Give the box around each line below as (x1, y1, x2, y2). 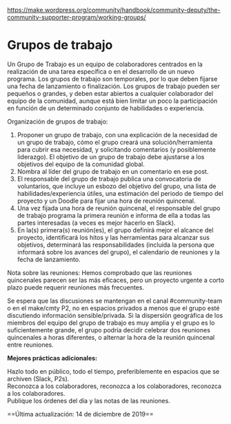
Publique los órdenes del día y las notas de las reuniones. (7, 396, 170, 405)
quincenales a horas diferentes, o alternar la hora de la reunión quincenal (7, 333, 215, 341)
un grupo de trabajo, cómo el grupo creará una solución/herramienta (17, 138, 213, 146)
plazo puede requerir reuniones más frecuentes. (7, 283, 145, 292)
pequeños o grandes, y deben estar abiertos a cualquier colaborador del (7, 89, 214, 97)
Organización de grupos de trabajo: (7, 117, 108, 125)
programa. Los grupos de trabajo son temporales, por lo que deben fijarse (7, 74, 218, 83)
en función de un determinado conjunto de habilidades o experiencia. (7, 103, 205, 112)
